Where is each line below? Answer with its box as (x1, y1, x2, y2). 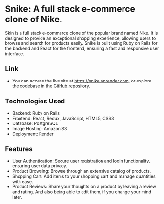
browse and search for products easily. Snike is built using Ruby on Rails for (5, 40, 158, 46)
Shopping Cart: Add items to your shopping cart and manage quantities (12, 173, 156, 179)
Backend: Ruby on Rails (12, 110, 60, 116)
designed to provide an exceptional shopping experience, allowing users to (5, 35, 156, 41)
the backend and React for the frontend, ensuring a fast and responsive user (5, 45, 159, 51)
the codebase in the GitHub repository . (12, 83, 90, 89)
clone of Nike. (5, 14, 62, 25)
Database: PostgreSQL (12, 121, 58, 126)
